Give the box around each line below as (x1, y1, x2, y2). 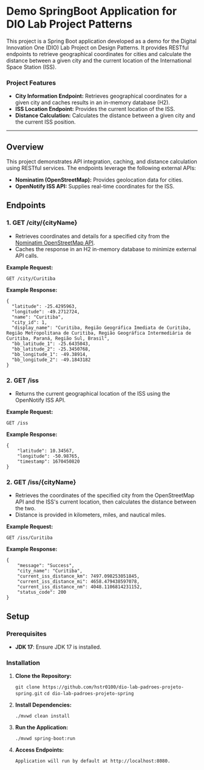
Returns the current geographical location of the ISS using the (15, 390, 171, 397)
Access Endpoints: (15, 746, 64, 754)
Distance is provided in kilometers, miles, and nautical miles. (15, 511, 166, 519)
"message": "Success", (17, 563, 75, 569)
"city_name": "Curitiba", (17, 568, 83, 574)
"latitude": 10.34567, (17, 448, 75, 454)
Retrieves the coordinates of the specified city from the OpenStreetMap (15, 492, 195, 499)
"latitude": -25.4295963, (12, 303, 78, 309)
